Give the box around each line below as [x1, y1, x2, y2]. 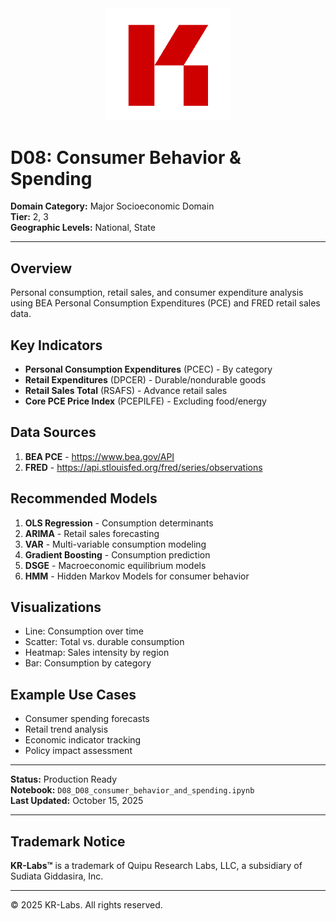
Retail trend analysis [24, 723, 109, 736]
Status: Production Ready [10, 773, 118, 786]
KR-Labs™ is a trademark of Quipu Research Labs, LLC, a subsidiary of [10, 860, 303, 872]
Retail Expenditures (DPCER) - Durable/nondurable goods [24, 374, 267, 386]
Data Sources [10, 424, 97, 441]
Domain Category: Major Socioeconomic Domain [10, 200, 215, 212]
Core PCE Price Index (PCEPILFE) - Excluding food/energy [24, 395, 267, 407]
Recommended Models [10, 490, 158, 507]
